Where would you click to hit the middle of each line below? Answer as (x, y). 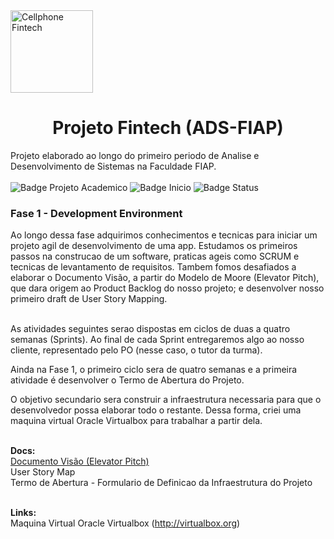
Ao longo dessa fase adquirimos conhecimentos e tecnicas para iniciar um (164, 235)
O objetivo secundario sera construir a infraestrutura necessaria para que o (166, 400)
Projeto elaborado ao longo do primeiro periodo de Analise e (135, 155)
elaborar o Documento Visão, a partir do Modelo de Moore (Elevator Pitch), (165, 278)
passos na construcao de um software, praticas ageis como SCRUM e (155, 256)
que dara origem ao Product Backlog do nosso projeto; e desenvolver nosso (167, 288)
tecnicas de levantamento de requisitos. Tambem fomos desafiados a (153, 267)
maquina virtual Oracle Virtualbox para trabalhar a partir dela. (136, 421)
